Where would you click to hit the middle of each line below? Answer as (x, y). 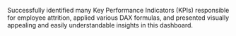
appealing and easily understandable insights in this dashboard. (100, 25)
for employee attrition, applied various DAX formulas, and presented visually (118, 18)
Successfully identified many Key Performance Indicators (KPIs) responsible (118, 10)
